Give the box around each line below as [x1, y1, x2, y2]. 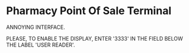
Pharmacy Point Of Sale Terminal [6, 4, 172, 18]
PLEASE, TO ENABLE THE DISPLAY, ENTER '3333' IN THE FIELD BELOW [6, 35, 184, 42]
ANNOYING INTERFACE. [6, 24, 65, 31]
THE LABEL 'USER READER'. [6, 41, 75, 48]
